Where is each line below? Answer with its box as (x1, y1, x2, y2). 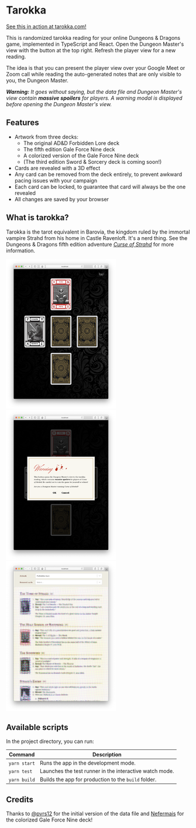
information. (6, 247, 36, 254)
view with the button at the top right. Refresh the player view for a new (6, 46, 176, 53)
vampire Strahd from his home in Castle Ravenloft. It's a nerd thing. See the (6, 234, 188, 241)
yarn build (8, 777, 35, 783)
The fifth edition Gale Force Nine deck (23, 146, 115, 153)
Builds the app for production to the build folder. (40, 776, 157, 783)
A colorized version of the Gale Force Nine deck (23, 152, 139, 159)
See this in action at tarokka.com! (6, 23, 87, 30)
